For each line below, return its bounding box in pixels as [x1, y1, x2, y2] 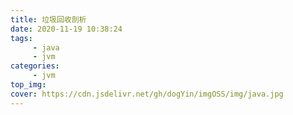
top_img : [10, 80, 47, 90]
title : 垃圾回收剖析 [10, 14, 87, 25]
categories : [10, 61, 60, 71]
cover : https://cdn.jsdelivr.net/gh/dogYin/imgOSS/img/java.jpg [10, 89, 284, 99]
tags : [10, 33, 33, 43]
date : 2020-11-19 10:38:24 [10, 24, 123, 34]
